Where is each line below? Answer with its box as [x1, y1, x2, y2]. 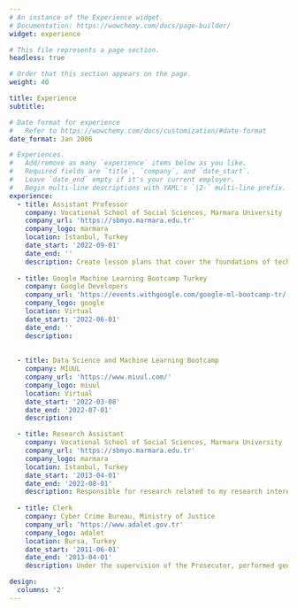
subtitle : [9, 102, 46, 111]
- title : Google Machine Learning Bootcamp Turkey [17, 273, 208, 283]
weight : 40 [9, 78, 49, 87]
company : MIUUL [25, 365, 81, 373]
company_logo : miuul [25, 381, 101, 389]
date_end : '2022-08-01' [25, 479, 113, 488]
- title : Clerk [17, 504, 73, 513]
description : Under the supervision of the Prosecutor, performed [25, 561, 275, 571]
